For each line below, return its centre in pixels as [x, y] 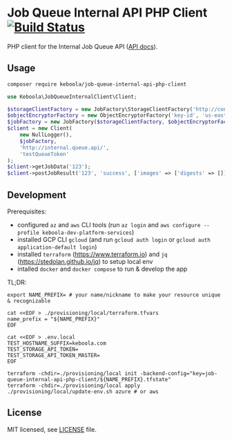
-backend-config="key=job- [178, 373]
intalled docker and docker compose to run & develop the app [102, 269]
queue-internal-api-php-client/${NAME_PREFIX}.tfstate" [89, 379]
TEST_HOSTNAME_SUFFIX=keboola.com [57, 343]
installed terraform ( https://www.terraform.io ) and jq [92, 254]
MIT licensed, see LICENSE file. [52, 429]
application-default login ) [57, 247]
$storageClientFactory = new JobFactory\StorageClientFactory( [100, 109]
